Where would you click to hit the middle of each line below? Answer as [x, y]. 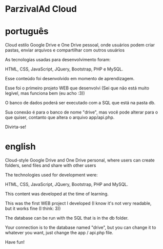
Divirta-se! [16, 127]
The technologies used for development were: [51, 175]
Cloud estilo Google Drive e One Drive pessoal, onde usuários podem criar [80, 45]
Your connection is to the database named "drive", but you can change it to [81, 227]
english [20, 147]
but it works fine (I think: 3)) [33, 208]
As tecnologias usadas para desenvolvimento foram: [58, 60]
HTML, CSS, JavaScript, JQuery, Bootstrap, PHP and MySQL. [67, 184]
